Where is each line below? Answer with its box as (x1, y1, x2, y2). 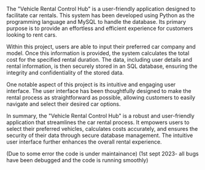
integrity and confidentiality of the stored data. (6, 69, 124, 76)
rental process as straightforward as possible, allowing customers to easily (6, 94, 195, 101)
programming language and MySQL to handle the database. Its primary (6, 18, 186, 25)
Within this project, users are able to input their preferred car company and (6, 43, 196, 50)
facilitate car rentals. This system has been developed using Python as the (6, 12, 195, 19)
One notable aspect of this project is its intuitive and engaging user (6, 81, 176, 88)
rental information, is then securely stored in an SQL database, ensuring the (6, 62, 198, 70)
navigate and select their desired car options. (6, 100, 121, 108)
